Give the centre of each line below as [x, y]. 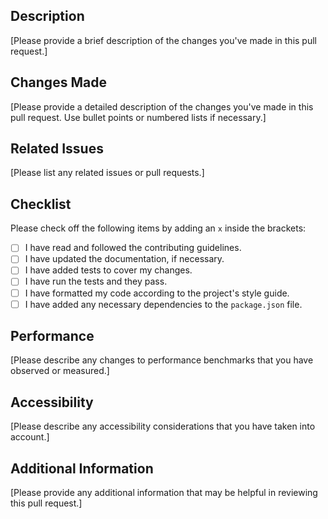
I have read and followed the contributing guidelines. [133, 248]
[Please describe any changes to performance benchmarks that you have [162, 360]
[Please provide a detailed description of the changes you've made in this [162, 106]
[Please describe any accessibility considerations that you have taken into [163, 426]
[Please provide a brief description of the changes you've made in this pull [163, 40]
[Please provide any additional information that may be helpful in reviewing [164, 493]
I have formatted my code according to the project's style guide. [157, 293]
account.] [30, 437]
